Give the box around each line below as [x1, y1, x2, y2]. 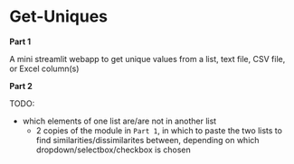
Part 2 [9, 80, 33, 91]
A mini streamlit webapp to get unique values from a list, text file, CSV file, [9, 53, 286, 64]
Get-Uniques [9, 6, 109, 27]
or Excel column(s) [9, 63, 80, 74]
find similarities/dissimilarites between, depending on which [35, 134, 260, 145]
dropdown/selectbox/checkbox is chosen [35, 144, 192, 155]
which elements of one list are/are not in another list [22, 115, 217, 126]
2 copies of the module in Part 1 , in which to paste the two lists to [35, 124, 283, 136]
